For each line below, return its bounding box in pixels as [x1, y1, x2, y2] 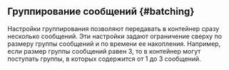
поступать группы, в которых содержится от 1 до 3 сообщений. [7, 54, 201, 63]
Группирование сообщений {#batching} [7, 6, 195, 18]
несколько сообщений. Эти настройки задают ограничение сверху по [7, 32, 223, 40]
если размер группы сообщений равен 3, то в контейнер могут [7, 47, 201, 55]
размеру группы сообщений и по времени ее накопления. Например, [7, 39, 221, 48]
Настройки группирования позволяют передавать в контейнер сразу [7, 24, 220, 33]
